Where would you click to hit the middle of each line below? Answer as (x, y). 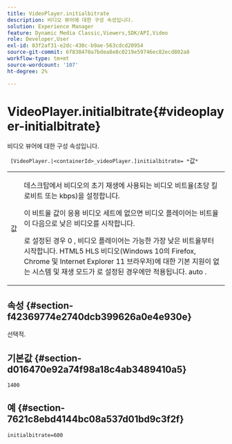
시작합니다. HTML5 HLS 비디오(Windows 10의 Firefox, (110, 251)
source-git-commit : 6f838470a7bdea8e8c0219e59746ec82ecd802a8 (98, 52)
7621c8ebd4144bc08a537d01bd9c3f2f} (96, 419)
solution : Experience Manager (51, 26)
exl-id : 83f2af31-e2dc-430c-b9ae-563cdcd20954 (75, 46)
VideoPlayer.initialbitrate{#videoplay (116, 112)
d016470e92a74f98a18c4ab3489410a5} (97, 369)
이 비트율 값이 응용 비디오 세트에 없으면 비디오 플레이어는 (111, 213)
